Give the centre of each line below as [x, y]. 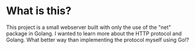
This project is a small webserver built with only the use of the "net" [89, 27]
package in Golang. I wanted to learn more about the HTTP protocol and [94, 33]
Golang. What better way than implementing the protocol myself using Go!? [97, 40]
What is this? [39, 11]
